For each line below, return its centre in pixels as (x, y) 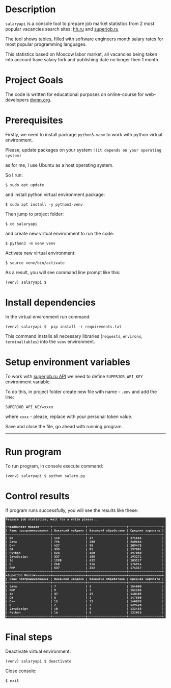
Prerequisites (34, 120)
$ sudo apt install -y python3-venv (44, 204)
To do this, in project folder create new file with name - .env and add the (81, 391)
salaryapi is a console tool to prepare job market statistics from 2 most (80, 23)
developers (17, 100)
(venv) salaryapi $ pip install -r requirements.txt (64, 327)
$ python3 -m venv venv (31, 243)
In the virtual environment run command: (48, 316)
